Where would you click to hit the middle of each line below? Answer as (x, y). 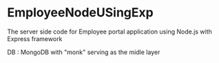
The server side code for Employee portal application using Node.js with (109, 32)
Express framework (35, 38)
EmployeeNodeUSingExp (80, 13)
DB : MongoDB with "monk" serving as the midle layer (84, 52)
